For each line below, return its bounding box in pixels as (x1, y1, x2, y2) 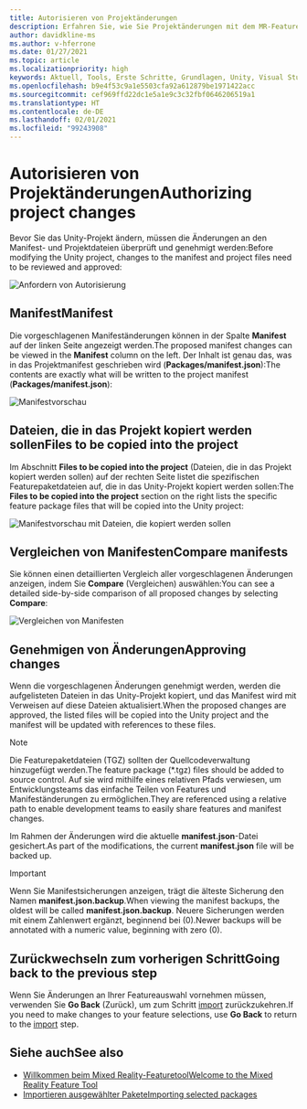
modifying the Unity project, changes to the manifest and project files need (9, 251, 292, 262)
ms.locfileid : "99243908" (9, 124, 108, 133)
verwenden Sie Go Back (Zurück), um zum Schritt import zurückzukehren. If (9, 999, 294, 1010)
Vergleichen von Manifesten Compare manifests (9, 544, 289, 560)
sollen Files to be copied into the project (9, 437, 239, 453)
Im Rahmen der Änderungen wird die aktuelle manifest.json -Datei (9, 831, 259, 842)
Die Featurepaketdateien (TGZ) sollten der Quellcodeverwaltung (9, 755, 250, 766)
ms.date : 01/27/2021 (9, 48, 89, 57)
